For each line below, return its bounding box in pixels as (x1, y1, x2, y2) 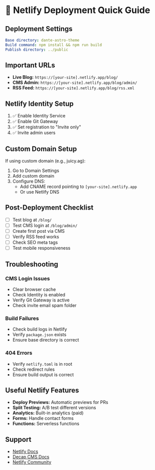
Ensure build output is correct (12, 371, 74, 378)
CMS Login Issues (5, 275, 50, 282)
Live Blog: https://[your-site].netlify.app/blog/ (12, 74, 118, 80)
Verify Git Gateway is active (12, 297, 70, 303)
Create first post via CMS (12, 228, 65, 234)
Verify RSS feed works (12, 234, 59, 240)
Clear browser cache (12, 286, 56, 292)
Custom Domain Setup (5, 144, 77, 153)
